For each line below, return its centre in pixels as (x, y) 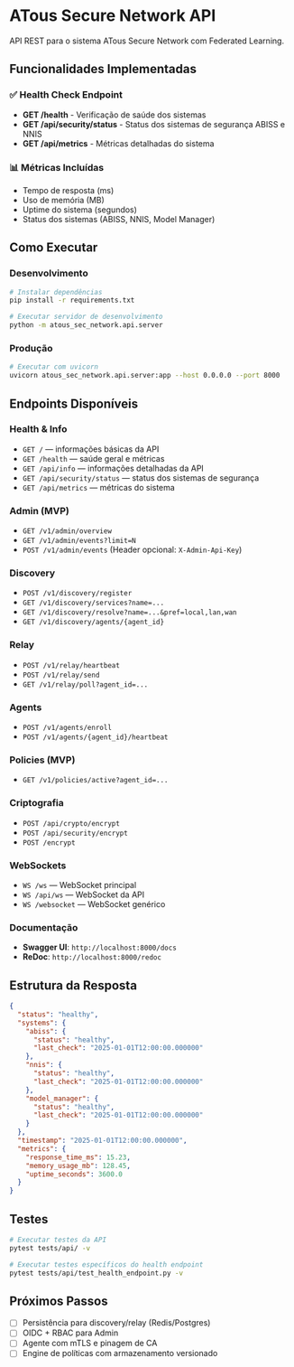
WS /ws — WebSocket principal (79, 885)
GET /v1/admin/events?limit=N (79, 541)
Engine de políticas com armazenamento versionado (120, 1353)
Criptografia (37, 803)
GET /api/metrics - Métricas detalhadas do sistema (118, 143)
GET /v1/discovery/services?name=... (93, 603)
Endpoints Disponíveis (73, 403)
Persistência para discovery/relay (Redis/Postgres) (116, 1323)
